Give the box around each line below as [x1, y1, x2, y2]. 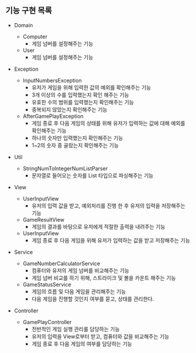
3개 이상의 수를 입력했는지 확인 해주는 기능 [31, 91, 129, 98]
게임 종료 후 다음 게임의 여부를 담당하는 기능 [31, 340, 132, 347]
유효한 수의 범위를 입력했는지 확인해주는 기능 [31, 98, 134, 105]
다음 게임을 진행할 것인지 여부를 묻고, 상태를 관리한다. [31, 295, 154, 302]
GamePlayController [22, 318, 72, 325]
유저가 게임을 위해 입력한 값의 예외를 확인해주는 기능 [31, 84, 151, 91]
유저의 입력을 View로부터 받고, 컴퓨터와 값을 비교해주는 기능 [31, 332, 170, 340]
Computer [22, 33, 48, 40]
